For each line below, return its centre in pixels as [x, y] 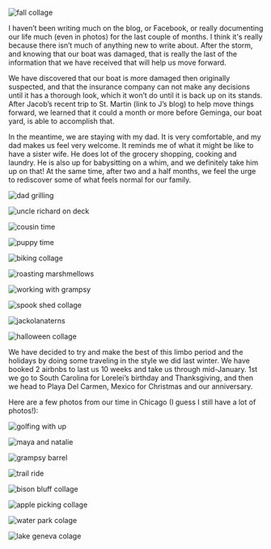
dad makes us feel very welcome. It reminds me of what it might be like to [131, 145]
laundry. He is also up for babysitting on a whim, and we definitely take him [133, 163]
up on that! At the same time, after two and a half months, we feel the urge [132, 171]
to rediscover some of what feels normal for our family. [100, 179]
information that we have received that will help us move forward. [117, 62]
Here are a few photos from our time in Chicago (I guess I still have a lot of [132, 402]
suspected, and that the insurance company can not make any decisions [129, 87]
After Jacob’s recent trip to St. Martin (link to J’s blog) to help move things [131, 104]
